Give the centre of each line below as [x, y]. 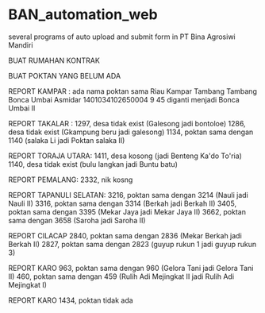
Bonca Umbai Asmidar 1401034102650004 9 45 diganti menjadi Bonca [124, 99]
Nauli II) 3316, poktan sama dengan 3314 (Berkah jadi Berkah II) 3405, [122, 203]
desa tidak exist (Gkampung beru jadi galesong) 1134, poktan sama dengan [131, 132]
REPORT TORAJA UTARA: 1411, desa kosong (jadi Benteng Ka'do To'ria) [125, 156]
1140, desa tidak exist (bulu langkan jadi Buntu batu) [93, 164]
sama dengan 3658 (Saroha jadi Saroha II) [77, 220]
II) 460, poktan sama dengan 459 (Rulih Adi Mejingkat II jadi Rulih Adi [121, 276]
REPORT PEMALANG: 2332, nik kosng [71, 180]
